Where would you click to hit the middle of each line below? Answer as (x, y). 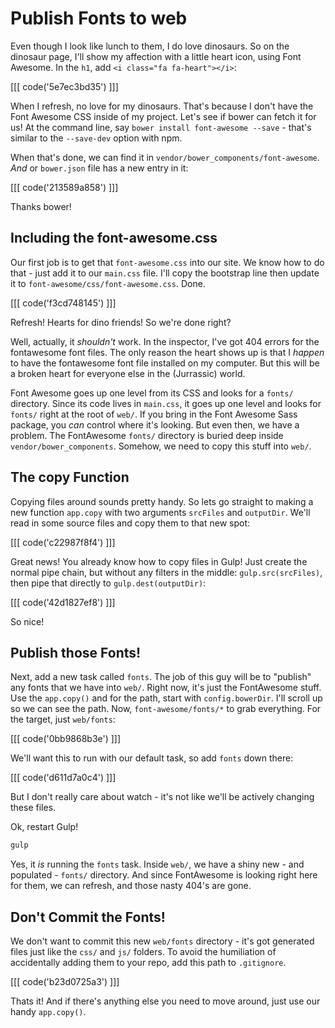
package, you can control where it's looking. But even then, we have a (155, 424)
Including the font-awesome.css (114, 238)
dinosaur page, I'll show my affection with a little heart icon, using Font (156, 56)
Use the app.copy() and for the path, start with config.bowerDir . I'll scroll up (166, 698)
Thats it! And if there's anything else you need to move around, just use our (165, 1001)
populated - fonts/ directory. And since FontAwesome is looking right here (164, 875)
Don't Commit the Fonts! (88, 917)
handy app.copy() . (48, 1012)
